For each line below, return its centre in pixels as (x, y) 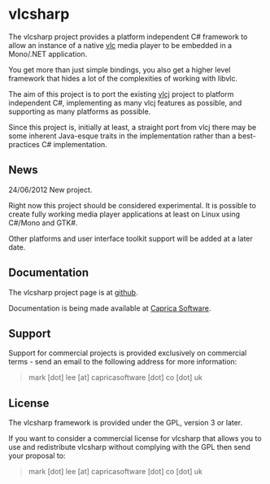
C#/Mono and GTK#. (43, 222)
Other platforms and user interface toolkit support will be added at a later (131, 238)
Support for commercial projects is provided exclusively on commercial (128, 353)
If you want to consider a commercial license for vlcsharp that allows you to (135, 438)
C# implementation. (74, 144)
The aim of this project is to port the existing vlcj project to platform (121, 94)
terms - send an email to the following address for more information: (123, 362)
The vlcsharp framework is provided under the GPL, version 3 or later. (126, 423)
